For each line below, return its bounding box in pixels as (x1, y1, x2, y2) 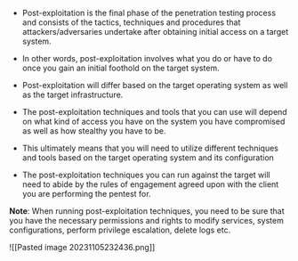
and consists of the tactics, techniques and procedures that (21, 17, 241, 28)
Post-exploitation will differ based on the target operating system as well (21, 80, 288, 90)
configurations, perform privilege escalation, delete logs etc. (9, 224, 231, 235)
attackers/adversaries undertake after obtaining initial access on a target (21, 27, 289, 37)
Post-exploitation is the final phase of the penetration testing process (21, 8, 277, 18)
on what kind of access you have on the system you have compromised (21, 116, 286, 126)
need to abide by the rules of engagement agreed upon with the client (21, 179, 279, 190)
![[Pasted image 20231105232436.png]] (9, 242, 156, 252)
